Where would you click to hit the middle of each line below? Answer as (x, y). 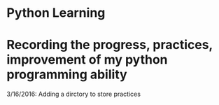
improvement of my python (87, 60)
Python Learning (56, 13)
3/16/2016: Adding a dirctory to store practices (74, 94)
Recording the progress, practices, (109, 45)
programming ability (67, 75)
